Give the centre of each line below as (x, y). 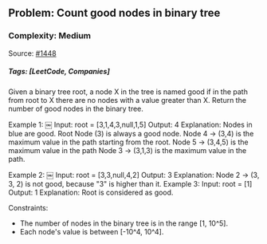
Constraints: (28, 207)
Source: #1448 (33, 53)
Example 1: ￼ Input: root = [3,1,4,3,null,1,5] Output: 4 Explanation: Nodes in (130, 124)
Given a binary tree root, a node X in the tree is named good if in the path (128, 92)
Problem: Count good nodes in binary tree (114, 13)
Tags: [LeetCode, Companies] (59, 72)
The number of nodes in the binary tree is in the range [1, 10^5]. (124, 223)
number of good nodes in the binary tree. (76, 108)
